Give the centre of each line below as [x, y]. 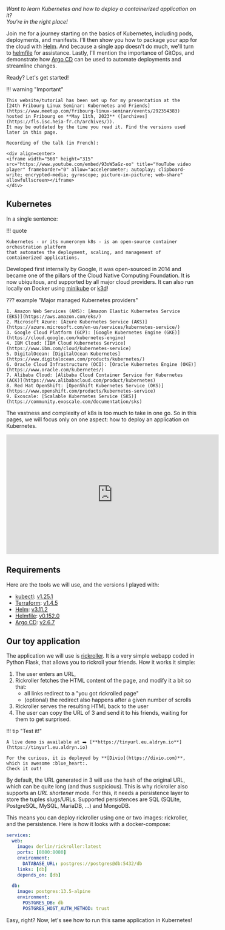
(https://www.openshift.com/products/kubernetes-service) [81, 391]
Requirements [33, 570]
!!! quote [17, 230]
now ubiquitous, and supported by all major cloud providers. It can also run [100, 281]
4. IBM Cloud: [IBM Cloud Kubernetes [54, 343]
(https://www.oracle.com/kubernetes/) [55, 370]
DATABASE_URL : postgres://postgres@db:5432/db [82, 863]
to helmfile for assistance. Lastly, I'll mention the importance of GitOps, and [100, 53]
